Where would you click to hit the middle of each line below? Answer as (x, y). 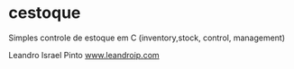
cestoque (45, 13)
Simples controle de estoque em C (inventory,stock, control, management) (147, 38)
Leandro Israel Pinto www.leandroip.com (84, 55)
